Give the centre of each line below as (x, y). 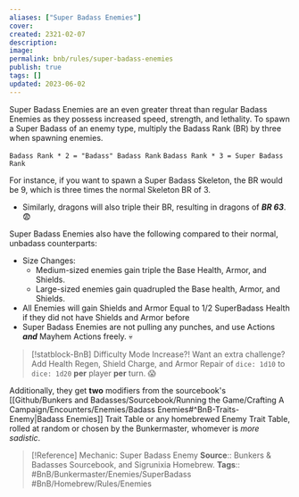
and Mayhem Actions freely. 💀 (78, 336)
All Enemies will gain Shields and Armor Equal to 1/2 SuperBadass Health (156, 308)
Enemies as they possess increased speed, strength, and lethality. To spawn (149, 119)
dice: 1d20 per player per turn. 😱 (93, 373)
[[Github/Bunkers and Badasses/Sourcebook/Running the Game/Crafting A (147, 400)
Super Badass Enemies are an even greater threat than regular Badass (138, 109)
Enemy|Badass (37, 418)
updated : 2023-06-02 (48, 84)
